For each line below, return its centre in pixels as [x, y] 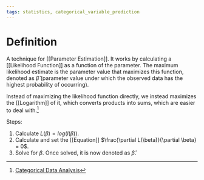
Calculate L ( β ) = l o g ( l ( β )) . [47, 133]
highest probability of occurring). [48, 84]
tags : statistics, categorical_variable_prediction [73, 12]
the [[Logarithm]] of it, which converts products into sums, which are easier [101, 102]
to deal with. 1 [23, 110]
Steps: [14, 122]
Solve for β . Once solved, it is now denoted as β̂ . [76, 153]
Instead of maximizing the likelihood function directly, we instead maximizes [101, 96]
